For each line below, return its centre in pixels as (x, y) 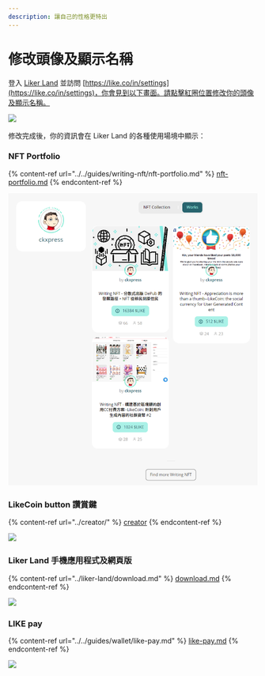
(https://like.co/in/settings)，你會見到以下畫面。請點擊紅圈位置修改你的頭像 (131, 93)
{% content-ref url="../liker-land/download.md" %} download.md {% (120, 578)
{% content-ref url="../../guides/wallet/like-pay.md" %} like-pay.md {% (123, 640)
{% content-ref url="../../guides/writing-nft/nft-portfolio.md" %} (112, 173)
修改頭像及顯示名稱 (71, 59)
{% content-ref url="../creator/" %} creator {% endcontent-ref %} (115, 523)
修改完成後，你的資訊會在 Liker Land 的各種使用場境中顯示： (107, 135)
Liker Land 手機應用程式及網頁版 (70, 561)
